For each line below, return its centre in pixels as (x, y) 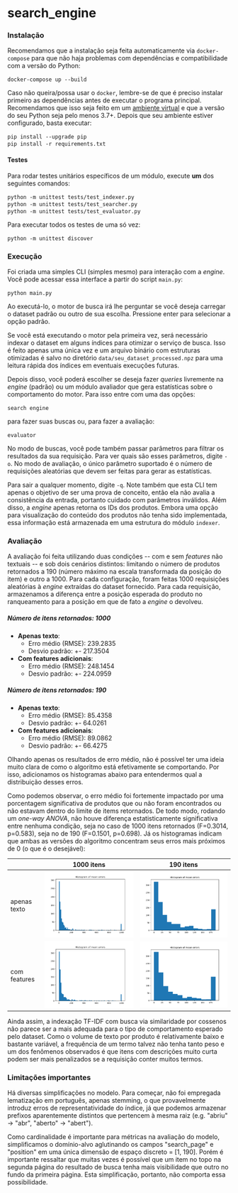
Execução (25, 256)
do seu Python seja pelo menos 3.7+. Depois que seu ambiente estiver (110, 116)
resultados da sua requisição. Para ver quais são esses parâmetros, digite (115, 455)
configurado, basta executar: (50, 123)
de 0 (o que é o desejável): (46, 849)
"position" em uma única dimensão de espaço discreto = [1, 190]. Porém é (115, 1152)
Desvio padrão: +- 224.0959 (70, 674)
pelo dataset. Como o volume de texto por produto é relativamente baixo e (116, 1037)
